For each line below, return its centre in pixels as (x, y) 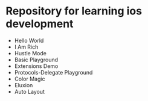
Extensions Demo (36, 66)
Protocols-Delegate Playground (53, 72)
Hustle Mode (30, 53)
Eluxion (24, 85)
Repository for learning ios (74, 11)
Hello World (29, 40)
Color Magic (30, 79)
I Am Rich (26, 47)
